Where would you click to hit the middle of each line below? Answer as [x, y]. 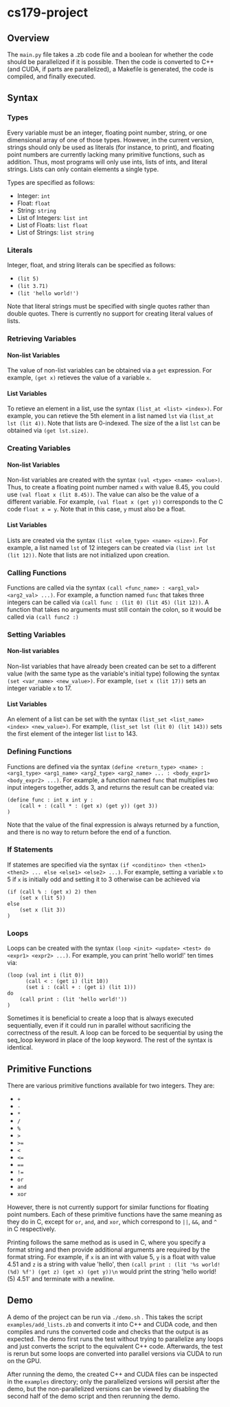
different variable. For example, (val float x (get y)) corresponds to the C [115, 502]
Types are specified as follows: [51, 182]
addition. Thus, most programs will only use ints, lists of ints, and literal [107, 162]
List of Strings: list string [55, 232]
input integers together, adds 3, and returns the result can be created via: [111, 787]
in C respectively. [32, 1229]
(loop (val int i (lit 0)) [46, 975]
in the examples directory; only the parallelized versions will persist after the [114, 1381]
